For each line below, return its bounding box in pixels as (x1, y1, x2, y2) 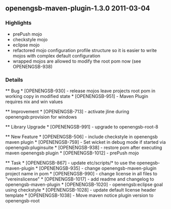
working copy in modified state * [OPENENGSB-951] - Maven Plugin (5, 93, 149, 99)
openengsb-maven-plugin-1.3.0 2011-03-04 (5, 4, 151, 13)
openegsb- (136, 160, 160, 166)
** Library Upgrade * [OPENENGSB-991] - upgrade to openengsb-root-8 (5, 123, 158, 129)
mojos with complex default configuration (12, 53, 101, 59)
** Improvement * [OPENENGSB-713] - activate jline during (5, 108, 129, 114)
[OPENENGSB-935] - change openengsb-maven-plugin (39, 165, 157, 171)
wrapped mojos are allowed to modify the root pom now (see (12, 58, 141, 64)
